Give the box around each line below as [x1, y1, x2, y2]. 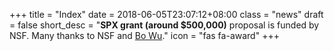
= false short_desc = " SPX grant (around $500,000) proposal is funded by [9, 19, 320, 31]
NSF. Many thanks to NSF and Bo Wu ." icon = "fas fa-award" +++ [9, 30, 280, 41]
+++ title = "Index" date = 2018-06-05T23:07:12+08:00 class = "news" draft [9, 9, 324, 20]
